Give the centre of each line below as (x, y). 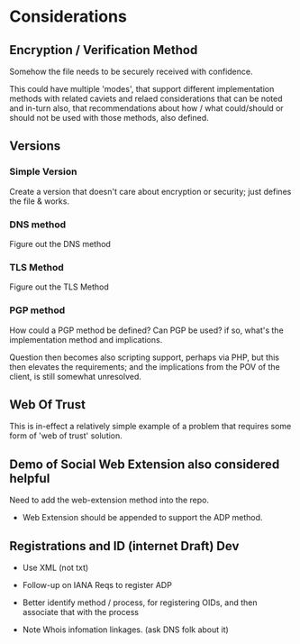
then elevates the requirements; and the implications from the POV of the (145, 366)
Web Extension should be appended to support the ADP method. (142, 518)
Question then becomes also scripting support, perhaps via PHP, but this (144, 357)
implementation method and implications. (86, 339)
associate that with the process (81, 612)
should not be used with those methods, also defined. (109, 118)
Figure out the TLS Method (59, 287)
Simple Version (43, 171)
